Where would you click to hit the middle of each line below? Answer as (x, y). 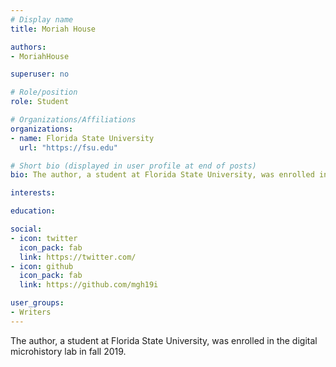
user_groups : (37, 303)
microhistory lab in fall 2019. (68, 351)
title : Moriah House (53, 29)
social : (26, 229)
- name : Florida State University (82, 138)
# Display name (42, 19)
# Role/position (44, 92)
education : (33, 211)
